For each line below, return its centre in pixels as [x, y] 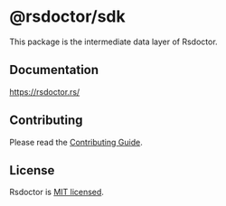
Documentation [54, 70]
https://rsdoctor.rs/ [45, 91]
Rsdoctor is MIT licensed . [56, 192]
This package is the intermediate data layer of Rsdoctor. [114, 42]
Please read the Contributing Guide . [76, 142]
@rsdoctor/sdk [67, 17]
